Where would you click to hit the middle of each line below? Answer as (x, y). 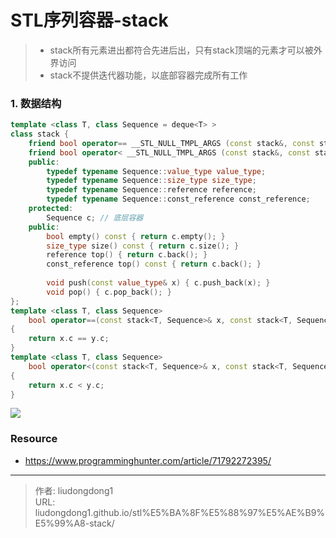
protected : (51, 209)
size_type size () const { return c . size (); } (143, 246)
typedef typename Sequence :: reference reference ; (151, 190)
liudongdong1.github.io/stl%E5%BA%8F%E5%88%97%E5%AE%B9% (180, 512)
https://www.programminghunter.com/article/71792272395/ (148, 460)
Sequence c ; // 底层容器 (95, 217)
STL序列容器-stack (89, 20)
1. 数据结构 (36, 103)
